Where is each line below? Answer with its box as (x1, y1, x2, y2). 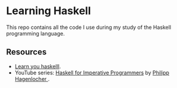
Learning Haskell (6, 4, 91, 18)
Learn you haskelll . (14, 63, 61, 70)
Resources (6, 47, 47, 57)
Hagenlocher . (14, 75, 50, 82)
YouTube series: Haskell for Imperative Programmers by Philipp (14, 69, 169, 76)
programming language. (6, 30, 65, 37)
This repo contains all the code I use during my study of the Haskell (6, 24, 171, 31)
